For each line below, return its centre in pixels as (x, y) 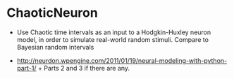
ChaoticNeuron (52, 13)
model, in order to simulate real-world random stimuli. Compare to (113, 39)
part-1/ (26, 68)
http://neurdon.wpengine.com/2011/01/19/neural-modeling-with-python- (122, 60)
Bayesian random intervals (55, 47)
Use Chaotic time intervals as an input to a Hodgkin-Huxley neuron (114, 32)
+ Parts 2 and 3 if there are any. (84, 68)
